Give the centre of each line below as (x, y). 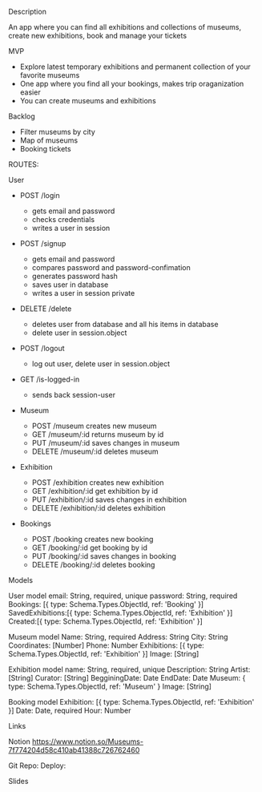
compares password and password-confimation (111, 267)
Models (21, 580)
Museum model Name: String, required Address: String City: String (118, 637)
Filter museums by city (58, 132)
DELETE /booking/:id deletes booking (93, 565)
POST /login (40, 195)
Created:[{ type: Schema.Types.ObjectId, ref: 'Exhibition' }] (105, 621)
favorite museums (50, 75)
